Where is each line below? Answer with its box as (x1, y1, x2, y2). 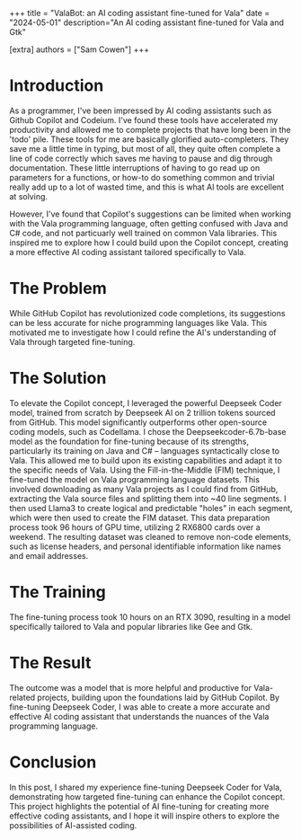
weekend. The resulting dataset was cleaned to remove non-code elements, (9, 531, 292, 542)
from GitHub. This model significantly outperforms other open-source (9, 417, 268, 428)
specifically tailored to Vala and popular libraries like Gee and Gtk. (9, 621, 253, 632)
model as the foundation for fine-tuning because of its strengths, (9, 436, 250, 447)
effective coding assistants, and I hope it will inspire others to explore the (9, 810, 280, 821)
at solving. (9, 190, 48, 201)
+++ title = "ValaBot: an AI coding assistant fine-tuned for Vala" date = (9, 8, 270, 18)
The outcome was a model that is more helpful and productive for (9, 682, 252, 693)
